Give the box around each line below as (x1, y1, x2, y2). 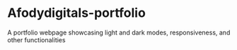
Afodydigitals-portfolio (7, 5, 146, 21)
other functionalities (7, 35, 66, 44)
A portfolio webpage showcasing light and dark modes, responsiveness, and (7, 28, 231, 37)
